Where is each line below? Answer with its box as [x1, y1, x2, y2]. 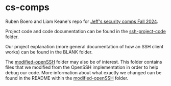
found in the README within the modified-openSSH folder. [5, 75, 129, 81]
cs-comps [5, 2, 50, 13]
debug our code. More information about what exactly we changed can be [5, 69, 162, 75]
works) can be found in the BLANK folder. [5, 49, 93, 55]
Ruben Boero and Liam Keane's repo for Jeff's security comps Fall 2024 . [5, 18, 158, 24]
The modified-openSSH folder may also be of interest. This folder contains [5, 59, 162, 65]
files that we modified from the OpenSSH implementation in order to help [5, 64, 159, 70]
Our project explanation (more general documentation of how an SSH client [5, 43, 164, 49]
